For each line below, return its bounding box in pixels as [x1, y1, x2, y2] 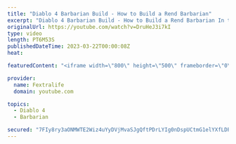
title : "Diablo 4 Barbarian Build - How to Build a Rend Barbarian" [7, 10, 212, 18]
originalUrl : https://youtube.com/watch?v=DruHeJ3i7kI [7, 23, 171, 30]
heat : [7, 50, 23, 57]
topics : [7, 100, 30, 107]
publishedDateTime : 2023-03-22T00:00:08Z [7, 43, 131, 50]
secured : [7, 126, 33, 133]
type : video [7, 30, 42, 37]
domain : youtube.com [13, 88, 74, 95]
